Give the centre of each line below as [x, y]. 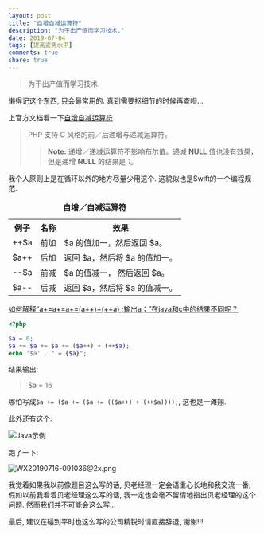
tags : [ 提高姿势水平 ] [41, 45]
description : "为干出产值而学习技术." [66, 30]
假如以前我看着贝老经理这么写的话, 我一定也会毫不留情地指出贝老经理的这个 [132, 495]
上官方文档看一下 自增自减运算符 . [62, 117]
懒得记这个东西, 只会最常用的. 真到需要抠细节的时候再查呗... [106, 100]
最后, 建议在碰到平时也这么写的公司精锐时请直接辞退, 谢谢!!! [106, 522]
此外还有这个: [31, 418]
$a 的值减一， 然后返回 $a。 [116, 273]
